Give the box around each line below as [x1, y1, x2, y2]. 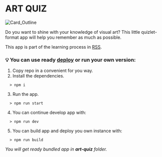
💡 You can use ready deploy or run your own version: [5, 56, 136, 63]
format [5, 34, 19, 40]
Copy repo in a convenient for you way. [12, 68, 93, 74]
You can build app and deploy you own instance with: [12, 128, 123, 134]
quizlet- [141, 29, 157, 35]
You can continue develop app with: [12, 110, 86, 116]
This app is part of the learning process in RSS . [5, 44, 102, 50]
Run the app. [12, 91, 39, 97]
